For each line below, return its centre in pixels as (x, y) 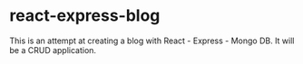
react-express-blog (85, 16)
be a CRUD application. (53, 50)
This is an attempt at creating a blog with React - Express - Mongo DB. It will (152, 41)
